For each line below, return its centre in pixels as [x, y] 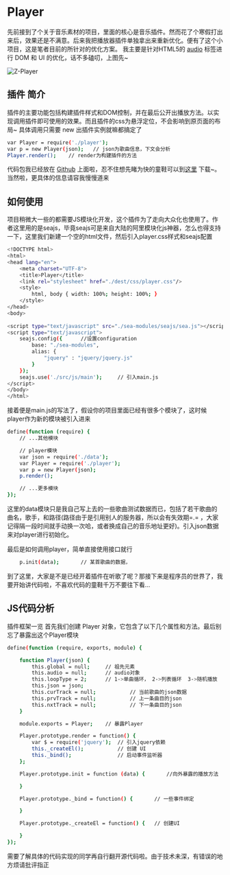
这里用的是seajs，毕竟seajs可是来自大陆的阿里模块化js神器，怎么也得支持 [117, 228]
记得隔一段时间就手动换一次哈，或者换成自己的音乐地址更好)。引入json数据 [113, 526]
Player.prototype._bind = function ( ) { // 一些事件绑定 [107, 799]
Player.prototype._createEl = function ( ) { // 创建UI [100, 824]
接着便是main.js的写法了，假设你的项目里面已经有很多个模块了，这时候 [107, 410]
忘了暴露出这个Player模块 [43, 635]
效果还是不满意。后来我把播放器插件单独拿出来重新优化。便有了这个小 [124, 40]
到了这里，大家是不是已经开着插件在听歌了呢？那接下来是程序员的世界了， [112, 576]
